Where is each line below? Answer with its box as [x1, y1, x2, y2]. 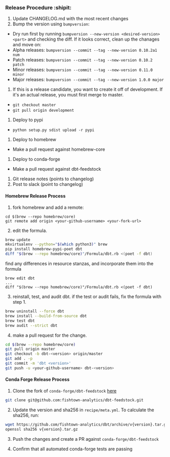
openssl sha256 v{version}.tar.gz [5, 427, 78, 432]
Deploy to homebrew [12, 137, 57, 143]
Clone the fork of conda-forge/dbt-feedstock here [12, 387, 117, 394]
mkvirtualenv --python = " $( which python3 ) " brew [5, 242, 108, 247]
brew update [5, 237, 30, 242]
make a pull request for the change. [12, 332, 87, 338]
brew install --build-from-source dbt [5, 313, 87, 318]
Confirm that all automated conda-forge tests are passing [12, 446, 133, 452]
